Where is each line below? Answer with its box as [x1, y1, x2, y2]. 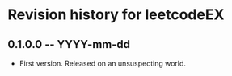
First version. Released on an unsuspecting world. [19, 58, 187, 68]
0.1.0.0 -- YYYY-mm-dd [7, 38, 131, 51]
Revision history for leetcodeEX [7, 6, 225, 24]
